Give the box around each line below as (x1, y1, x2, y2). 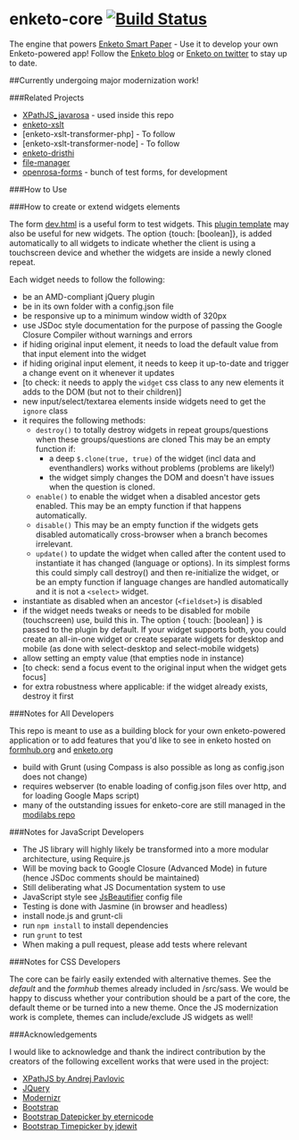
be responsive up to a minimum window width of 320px (21, 310, 228, 321)
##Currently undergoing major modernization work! (9, 74, 199, 85)
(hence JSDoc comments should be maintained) (21, 872, 200, 883)
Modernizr (21, 1092, 61, 1102)
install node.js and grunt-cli (21, 910, 123, 921)
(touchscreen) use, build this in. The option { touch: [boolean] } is (21, 614, 263, 625)
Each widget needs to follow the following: (9, 274, 165, 285)
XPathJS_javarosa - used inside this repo (21, 109, 174, 120)
